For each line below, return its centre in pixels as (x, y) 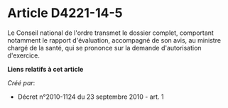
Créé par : (21, 82)
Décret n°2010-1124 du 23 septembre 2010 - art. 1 (91, 97)
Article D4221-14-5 (65, 13)
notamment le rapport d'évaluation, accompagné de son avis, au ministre (114, 40)
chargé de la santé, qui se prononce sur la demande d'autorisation (104, 48)
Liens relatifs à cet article (45, 69)
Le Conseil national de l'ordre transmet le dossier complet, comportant (111, 33)
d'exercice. (24, 55)
